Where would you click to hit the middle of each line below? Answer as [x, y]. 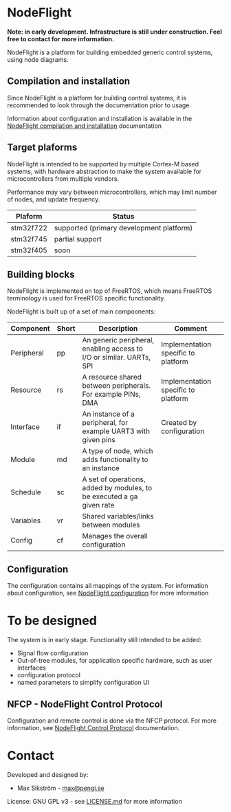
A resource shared [112, 377]
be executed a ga [110, 496]
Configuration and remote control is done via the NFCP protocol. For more [112, 721]
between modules [111, 525]
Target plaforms [42, 147]
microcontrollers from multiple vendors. [63, 178]
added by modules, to [117, 488]
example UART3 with [116, 431]
